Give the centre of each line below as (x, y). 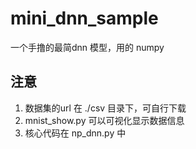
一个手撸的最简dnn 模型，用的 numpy (87, 47)
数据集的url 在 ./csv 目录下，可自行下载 (105, 108)
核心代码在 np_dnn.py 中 (75, 133)
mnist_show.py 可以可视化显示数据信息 (104, 120)
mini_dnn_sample (84, 18)
